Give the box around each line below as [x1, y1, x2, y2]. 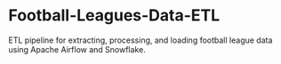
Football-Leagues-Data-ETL [8, 5, 221, 26]
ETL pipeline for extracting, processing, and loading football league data [8, 35, 273, 45]
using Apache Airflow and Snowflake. [8, 44, 146, 54]
